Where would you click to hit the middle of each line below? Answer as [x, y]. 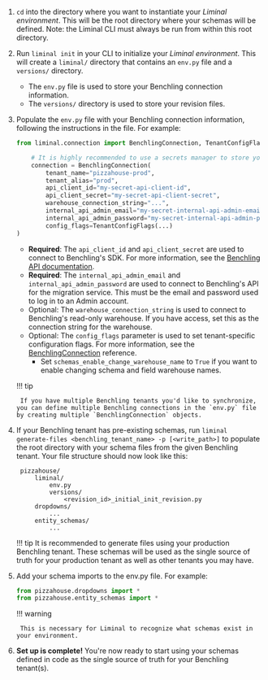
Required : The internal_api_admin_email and [104, 275]
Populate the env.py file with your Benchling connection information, [130, 120]
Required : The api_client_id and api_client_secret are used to [136, 249]
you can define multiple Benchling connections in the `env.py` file [136, 408]
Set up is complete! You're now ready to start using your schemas [128, 651]
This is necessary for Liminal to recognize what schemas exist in [136, 629]
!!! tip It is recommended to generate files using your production [123, 543]
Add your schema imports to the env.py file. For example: [112, 576]
